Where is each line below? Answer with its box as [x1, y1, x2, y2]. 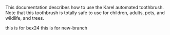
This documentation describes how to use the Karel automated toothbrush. [5, 5, 164, 10]
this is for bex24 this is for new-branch [5, 25, 88, 31]
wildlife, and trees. [5, 15, 45, 21]
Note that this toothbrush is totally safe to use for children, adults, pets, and [5, 10, 165, 16]
